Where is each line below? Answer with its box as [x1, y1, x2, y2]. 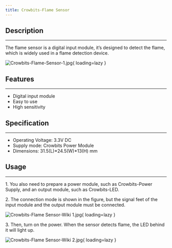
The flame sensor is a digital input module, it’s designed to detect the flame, [5, 44, 165, 51]
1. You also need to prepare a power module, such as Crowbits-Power [5, 181, 153, 187]
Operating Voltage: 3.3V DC [12, 137, 72, 143]
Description [5, 27, 44, 35]
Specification [5, 118, 49, 128]
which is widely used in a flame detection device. [5, 50, 109, 56]
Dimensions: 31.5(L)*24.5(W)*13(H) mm [12, 148, 98, 154]
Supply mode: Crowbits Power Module [12, 142, 94, 148]
